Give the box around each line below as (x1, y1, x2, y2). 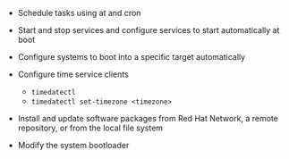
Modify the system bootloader (17, 140, 130, 150)
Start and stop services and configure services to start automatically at (17, 25, 280, 35)
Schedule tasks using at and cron (17, 8, 141, 18)
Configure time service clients (17, 69, 130, 79)
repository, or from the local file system (17, 122, 164, 133)
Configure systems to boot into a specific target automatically (17, 52, 246, 62)
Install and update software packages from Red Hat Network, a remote (17, 113, 279, 123)
